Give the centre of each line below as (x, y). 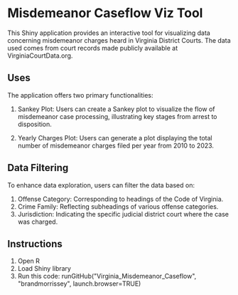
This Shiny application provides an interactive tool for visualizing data (109, 33)
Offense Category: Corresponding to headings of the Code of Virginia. (120, 199)
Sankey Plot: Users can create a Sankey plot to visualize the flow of (116, 109)
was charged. (38, 222)
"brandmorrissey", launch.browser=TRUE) (79, 284)
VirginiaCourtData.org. (40, 56)
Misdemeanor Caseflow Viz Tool (105, 13)
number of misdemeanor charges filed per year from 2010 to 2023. (116, 145)
